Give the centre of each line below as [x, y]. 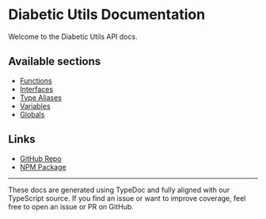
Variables [35, 106]
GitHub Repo [40, 158]
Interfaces [36, 89]
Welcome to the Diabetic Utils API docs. [73, 36]
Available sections [55, 61]
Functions [36, 80]
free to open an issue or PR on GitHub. [71, 206]
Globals [32, 114]
